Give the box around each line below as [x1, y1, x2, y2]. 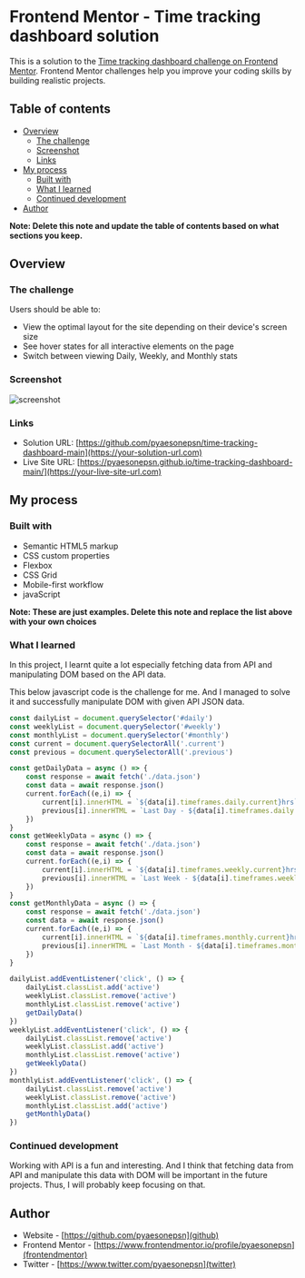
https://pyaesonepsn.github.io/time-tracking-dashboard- [80, 457, 293, 468]
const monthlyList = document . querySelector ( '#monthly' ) [9, 730, 230, 739]
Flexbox [22, 560, 53, 570]
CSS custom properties [22, 550, 111, 560]
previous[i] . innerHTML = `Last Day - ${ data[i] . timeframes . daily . [42, 806, 299, 815]
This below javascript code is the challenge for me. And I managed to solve [9, 687, 290, 698]
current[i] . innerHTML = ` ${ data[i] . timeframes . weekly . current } [42, 865, 286, 874]
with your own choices [9, 616, 97, 627]
